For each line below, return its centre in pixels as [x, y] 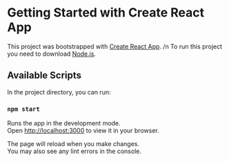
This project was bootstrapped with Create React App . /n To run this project [115, 46]
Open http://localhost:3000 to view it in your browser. [83, 131]
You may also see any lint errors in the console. [74, 151]
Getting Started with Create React [106, 13]
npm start [23, 109]
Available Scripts [44, 75]
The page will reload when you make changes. [73, 144]
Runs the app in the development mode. [64, 123]
